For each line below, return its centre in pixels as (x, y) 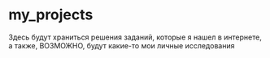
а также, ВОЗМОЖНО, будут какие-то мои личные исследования (122, 45)
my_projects (51, 15)
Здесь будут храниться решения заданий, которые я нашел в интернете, (135, 37)
